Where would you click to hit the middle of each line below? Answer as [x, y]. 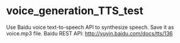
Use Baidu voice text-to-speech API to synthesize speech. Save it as [90, 27]
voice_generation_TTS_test [75, 11]
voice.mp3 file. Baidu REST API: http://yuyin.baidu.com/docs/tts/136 [90, 33]
